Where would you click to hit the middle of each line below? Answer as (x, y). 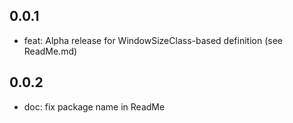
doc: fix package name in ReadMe (94, 106)
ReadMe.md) (50, 51)
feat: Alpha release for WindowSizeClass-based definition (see (153, 40)
